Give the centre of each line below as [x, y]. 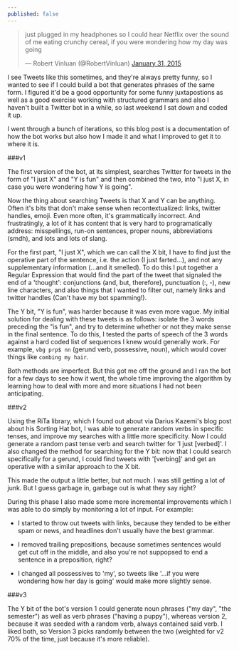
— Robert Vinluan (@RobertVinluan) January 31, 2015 [103, 63]
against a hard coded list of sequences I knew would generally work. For [114, 341]
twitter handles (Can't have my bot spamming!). [77, 297]
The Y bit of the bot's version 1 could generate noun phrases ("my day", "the [119, 608]
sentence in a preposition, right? [65, 559]
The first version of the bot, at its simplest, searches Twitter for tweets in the [119, 171]
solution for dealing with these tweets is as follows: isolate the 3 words [111, 319]
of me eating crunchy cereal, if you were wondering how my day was [126, 42]
